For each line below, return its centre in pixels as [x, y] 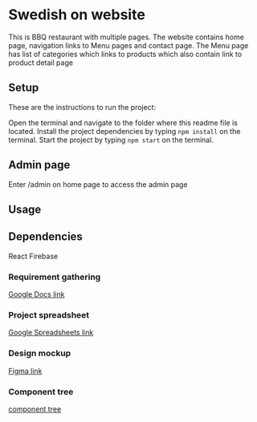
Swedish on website [77, 15]
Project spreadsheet [49, 314]
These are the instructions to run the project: [82, 107]
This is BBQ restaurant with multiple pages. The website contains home [126, 37]
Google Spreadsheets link [51, 333]
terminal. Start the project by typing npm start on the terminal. [111, 140]
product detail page [41, 63]
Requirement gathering [55, 277]
